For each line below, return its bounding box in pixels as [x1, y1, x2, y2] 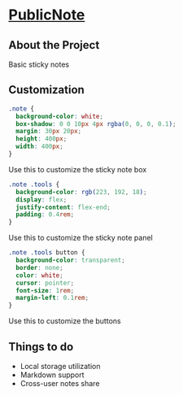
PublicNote [8, 6, 85, 24]
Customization [8, 83, 85, 97]
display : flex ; [15, 195, 68, 204]
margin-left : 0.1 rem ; [15, 294, 89, 302]
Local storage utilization [20, 362, 101, 371]
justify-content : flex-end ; [15, 203, 111, 211]
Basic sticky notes [8, 59, 70, 69]
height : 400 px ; [15, 135, 68, 143]
